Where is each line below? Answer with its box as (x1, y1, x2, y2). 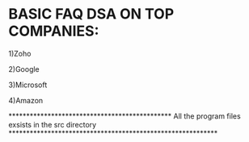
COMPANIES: (8, 22, 99, 40)
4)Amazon (8, 95, 44, 105)
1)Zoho (8, 48, 32, 58)
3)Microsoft (8, 80, 48, 90)
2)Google (8, 64, 40, 73)
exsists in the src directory (8, 119, 97, 129)
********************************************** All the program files (8, 111, 241, 121)
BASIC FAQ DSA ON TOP (8, 5, 175, 23)
